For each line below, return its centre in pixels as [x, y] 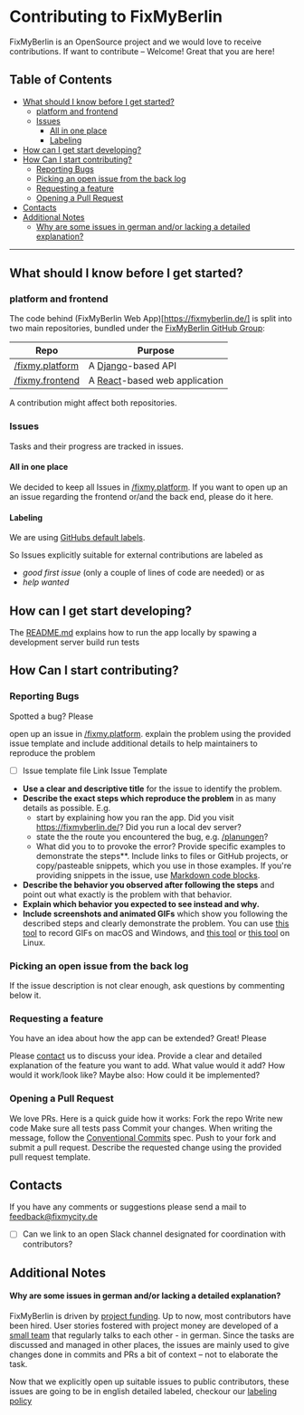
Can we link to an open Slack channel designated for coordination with [154, 1234]
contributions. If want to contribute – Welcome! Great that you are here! [142, 51]
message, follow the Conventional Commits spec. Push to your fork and [143, 1137]
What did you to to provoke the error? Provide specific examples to [161, 846]
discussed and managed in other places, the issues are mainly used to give [149, 1345]
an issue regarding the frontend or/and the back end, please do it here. [142, 496]
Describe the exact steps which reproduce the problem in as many [149, 798]
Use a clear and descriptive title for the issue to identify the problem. [152, 789]
